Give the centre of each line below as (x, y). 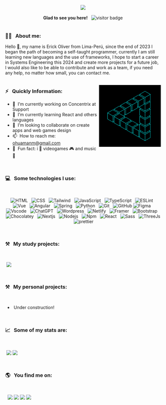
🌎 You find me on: (29, 375)
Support (21, 109)
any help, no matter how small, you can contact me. (58, 73)
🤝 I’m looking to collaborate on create (51, 125)
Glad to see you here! (65, 18)
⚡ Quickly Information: (34, 91)
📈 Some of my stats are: (36, 330)
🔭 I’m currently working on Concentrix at (54, 104)
